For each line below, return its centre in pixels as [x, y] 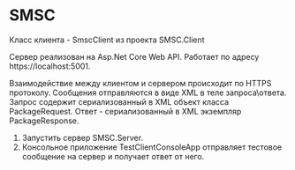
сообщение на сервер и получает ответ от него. [113, 156]
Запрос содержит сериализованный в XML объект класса [119, 101]
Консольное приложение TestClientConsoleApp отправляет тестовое [152, 147]
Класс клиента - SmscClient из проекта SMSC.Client [107, 40]
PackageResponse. [44, 121]
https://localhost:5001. [50, 66]
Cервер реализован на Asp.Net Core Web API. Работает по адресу [134, 56]
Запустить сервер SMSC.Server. [83, 137]
